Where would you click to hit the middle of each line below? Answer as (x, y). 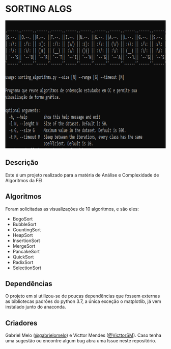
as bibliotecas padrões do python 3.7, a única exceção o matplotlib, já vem (83, 301)
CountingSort (27, 230)
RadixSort (23, 262)
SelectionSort (27, 268)
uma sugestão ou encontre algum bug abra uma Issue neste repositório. (81, 341)
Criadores (21, 323)
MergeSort (24, 246)
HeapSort (23, 235)
